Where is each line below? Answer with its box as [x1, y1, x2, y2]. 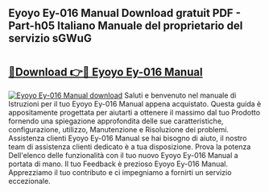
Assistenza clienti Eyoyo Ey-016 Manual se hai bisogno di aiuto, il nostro [8, 133, 247, 143]
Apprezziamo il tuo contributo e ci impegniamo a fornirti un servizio [8, 168, 232, 177]
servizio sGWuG [8, 31, 93, 45]
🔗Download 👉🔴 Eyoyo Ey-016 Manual [8, 65, 203, 79]
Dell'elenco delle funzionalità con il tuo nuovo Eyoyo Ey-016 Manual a [8, 151, 239, 160]
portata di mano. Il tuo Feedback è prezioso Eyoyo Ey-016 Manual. [8, 159, 228, 169]
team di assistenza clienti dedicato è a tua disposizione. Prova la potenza [8, 142, 251, 152]
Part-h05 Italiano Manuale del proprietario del [8, 19, 243, 33]
